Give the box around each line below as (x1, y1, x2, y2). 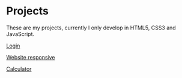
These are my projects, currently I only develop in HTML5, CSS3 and (6, 24, 176, 31)
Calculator (6, 65, 32, 73)
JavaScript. (6, 30, 35, 37)
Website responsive (6, 53, 55, 61)
